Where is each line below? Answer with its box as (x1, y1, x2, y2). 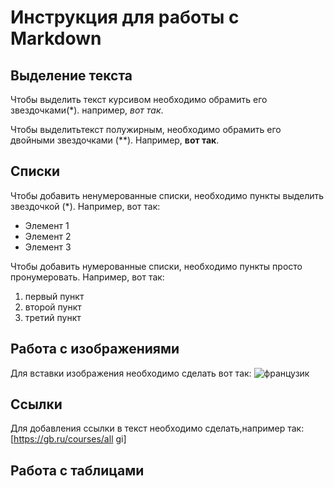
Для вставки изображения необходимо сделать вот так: (10, 367, 252, 379)
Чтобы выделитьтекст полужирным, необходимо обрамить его (10, 124, 282, 135)
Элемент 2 (24, 230, 72, 242)
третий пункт (24, 311, 82, 323)
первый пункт (24, 290, 85, 302)
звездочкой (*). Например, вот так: (10, 200, 161, 212)
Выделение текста (10, 67, 133, 84)
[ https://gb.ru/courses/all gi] (10, 433, 127, 445)
